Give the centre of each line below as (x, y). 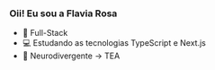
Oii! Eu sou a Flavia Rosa (63, 13)
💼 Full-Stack (45, 33)
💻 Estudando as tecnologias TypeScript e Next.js (114, 43)
